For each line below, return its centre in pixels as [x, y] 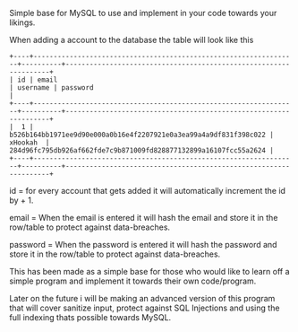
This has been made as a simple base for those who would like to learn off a [149, 271]
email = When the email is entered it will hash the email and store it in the [144, 218]
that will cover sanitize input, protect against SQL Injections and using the [145, 308]
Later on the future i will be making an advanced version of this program [142, 298]
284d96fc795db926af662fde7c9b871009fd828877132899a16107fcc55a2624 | [142, 151]
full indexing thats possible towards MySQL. [90, 317]
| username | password [51, 88]
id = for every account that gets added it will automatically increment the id [148, 191]
